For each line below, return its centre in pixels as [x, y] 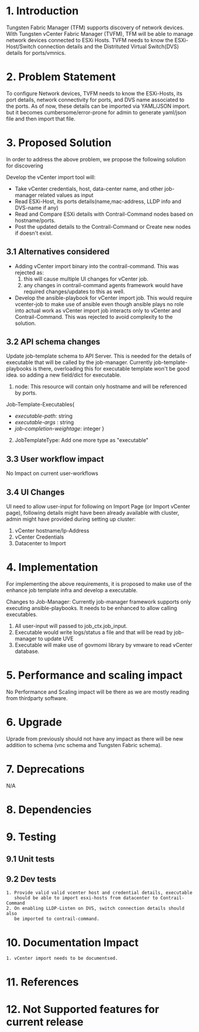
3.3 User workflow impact [55, 459]
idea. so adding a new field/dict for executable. [64, 375]
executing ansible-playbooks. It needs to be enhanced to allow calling [91, 608]
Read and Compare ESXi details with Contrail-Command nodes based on [104, 214]
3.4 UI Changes [35, 492]
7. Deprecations [45, 769]
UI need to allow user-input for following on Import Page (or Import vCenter [98, 506]
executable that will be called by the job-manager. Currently [79, 362]
